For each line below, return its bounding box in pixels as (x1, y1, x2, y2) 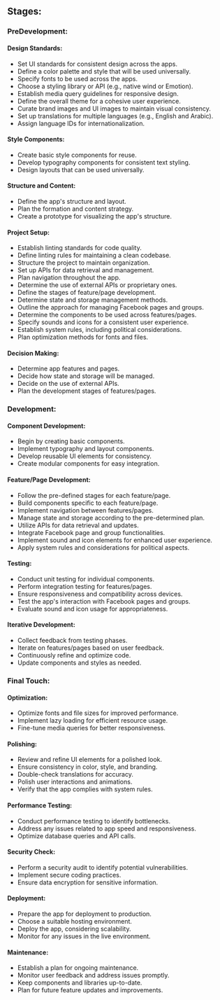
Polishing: (7, 739, 37, 748)
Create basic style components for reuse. (17, 151, 138, 159)
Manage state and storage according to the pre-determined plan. (17, 513, 205, 522)
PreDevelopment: (7, 27, 68, 36)
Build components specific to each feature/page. (17, 499, 159, 507)
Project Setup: (7, 228, 50, 237)
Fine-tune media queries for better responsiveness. (17, 724, 166, 732)
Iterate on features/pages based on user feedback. (17, 644, 164, 652)
